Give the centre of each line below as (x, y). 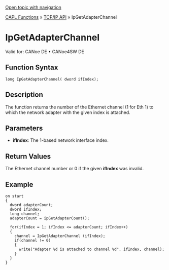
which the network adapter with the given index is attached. (68, 112)
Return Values (28, 156)
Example (19, 184)
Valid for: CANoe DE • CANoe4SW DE (45, 51)
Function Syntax (32, 68)
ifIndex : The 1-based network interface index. (61, 140)
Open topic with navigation (33, 7)
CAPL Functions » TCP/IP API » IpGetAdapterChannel (61, 17)
